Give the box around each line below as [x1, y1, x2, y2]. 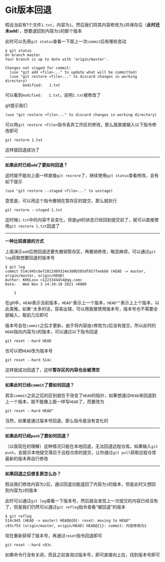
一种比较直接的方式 [5, 238, 44, 244]
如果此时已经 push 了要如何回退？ [5, 432, 70, 439]
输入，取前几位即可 [9, 312, 48, 318]
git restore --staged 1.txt [5, 208, 63, 212]
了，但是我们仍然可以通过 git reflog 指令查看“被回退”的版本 [5, 504, 126, 510]
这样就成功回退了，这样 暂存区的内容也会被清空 [5, 367, 100, 373]
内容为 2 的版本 [9, 487, 38, 493]
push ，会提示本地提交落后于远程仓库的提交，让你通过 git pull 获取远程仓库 [5, 449, 156, 455]
